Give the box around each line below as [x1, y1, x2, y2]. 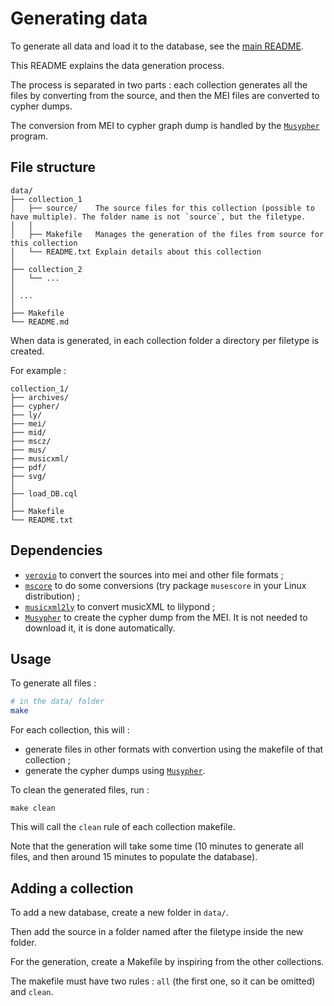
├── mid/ [10, 427, 47, 437]
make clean [10, 803, 56, 814]
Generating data [10, 7, 148, 30]
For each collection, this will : [10, 724, 130, 736]
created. [10, 345, 45, 357]
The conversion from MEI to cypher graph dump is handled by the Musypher [10, 119, 320, 131]
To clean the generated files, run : [10, 784, 150, 796]
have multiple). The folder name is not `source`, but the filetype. [10, 212, 307, 222]
